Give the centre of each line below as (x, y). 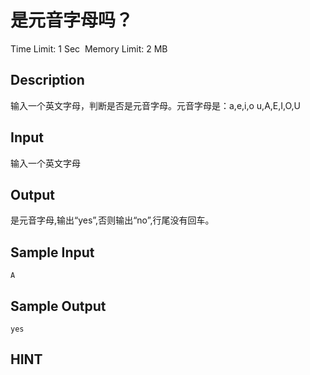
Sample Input (52, 252)
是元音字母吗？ (72, 20)
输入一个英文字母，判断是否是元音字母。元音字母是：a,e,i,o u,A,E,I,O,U (156, 105)
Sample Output (58, 306)
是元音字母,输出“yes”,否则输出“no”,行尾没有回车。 (112, 220)
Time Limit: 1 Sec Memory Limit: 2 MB (89, 48)
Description (47, 80)
